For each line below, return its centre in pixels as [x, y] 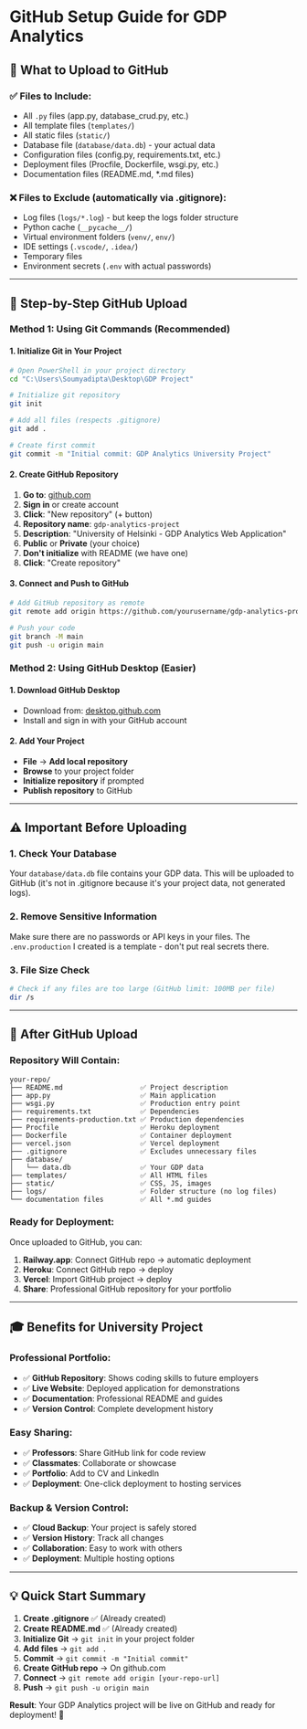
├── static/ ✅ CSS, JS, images [111, 1183]
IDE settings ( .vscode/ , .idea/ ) [80, 247]
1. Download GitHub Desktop [65, 690]
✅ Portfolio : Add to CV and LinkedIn [91, 1473]
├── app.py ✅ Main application [113, 1095]
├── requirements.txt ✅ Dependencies [105, 1112]
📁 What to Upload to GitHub [89, 70]
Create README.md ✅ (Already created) [100, 1629]
